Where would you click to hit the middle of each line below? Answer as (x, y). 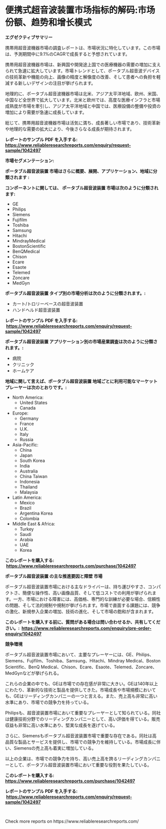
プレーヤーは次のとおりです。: (36, 387)
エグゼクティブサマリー (29, 37)
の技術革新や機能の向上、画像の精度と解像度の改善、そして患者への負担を (81, 77)
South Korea (32, 460)
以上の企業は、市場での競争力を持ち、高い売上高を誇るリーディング (74, 759)
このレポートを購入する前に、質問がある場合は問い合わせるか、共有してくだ (83, 622)
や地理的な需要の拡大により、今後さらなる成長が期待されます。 (70, 129)
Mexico (27, 503)
